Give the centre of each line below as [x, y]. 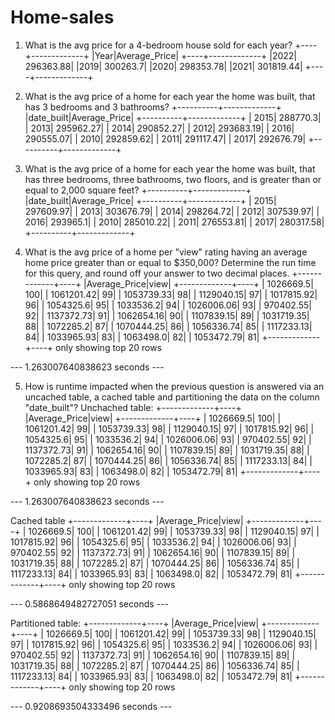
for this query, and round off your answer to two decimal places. [157, 273]
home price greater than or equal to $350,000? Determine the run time [170, 262]
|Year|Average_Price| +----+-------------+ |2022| [194, 55]
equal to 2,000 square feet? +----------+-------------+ [138, 190]
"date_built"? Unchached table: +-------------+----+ [133, 407]
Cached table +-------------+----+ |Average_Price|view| [127, 520]
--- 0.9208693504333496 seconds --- [91, 706]
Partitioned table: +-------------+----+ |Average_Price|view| [135, 623]
